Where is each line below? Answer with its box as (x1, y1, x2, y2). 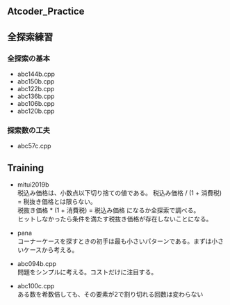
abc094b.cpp (17, 260, 57, 268)
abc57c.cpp (17, 142, 51, 150)
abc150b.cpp (17, 77, 55, 86)
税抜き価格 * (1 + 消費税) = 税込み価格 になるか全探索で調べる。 (17, 206, 200, 214)
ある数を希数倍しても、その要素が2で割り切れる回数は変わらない (17, 290, 204, 299)
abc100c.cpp (17, 282, 55, 290)
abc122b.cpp (17, 85, 55, 93)
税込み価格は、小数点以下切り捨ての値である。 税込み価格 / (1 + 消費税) (17, 189, 222, 197)
